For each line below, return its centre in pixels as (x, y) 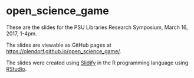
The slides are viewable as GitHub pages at (59, 45)
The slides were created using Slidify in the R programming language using (97, 63)
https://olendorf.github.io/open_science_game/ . (64, 51)
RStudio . (17, 69)
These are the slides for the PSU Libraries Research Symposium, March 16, (97, 27)
